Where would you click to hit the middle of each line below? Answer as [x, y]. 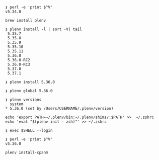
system [17, 104]
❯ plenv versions [23, 100]
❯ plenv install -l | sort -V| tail [44, 29]
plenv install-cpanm [27, 152]
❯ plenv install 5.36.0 [30, 82]
